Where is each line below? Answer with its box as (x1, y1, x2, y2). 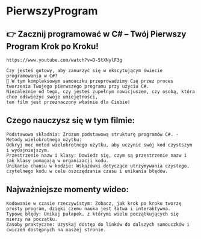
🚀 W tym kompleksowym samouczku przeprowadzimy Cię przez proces (6, 78, 173, 84)
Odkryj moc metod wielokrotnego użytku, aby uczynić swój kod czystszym (6, 142, 193, 148)
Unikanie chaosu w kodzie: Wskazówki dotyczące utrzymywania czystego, (6, 163, 190, 169)
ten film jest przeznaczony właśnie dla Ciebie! (6, 99, 131, 105)
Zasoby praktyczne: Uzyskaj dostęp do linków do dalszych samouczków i (6, 221, 190, 228)
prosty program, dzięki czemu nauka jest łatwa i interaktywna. (6, 205, 171, 211)
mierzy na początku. (6, 216, 58, 222)
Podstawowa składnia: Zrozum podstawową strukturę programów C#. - (6, 131, 179, 138)
